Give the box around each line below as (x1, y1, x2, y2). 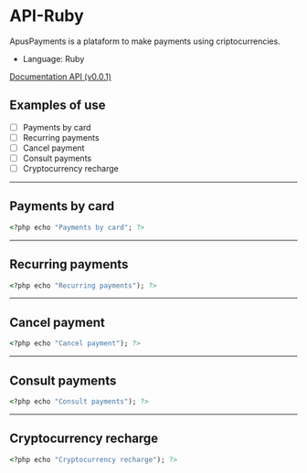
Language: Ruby (22, 53, 85, 64)
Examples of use (9, 98, 106, 113)
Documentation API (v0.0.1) (9, 70, 112, 82)
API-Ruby (9, 5, 84, 26)
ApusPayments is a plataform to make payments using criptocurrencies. (9, 36, 281, 47)
